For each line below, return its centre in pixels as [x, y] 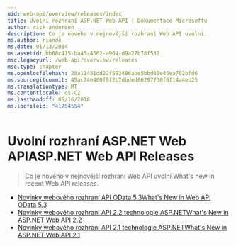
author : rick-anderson [41, 27]
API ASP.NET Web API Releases [101, 156]
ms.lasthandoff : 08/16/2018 [49, 100]
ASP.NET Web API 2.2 [50, 220]
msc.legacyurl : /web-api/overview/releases [73, 60]
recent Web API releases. [62, 183]
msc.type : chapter [34, 67]
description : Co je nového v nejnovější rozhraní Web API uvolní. [107, 34]
